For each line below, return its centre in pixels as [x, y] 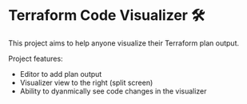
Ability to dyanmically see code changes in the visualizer [113, 91]
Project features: [36, 58]
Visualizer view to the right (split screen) [86, 82]
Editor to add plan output [61, 74]
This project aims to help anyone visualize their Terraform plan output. [124, 43]
